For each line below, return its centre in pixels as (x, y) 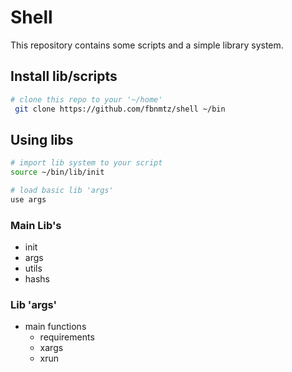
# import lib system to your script (86, 163)
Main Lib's (36, 225)
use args (28, 199)
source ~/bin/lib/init (57, 172)
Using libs (42, 139)
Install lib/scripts (64, 76)
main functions (55, 327)
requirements (67, 337)
